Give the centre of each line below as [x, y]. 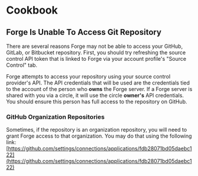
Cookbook [32, 10]
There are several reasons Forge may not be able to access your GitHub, [95, 46]
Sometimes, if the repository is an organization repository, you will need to [97, 130]
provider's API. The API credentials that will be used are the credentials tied [98, 83]
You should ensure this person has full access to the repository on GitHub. [97, 102]
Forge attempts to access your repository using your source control [88, 76]
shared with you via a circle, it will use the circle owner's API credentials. [95, 95]
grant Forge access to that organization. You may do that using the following [99, 136]
